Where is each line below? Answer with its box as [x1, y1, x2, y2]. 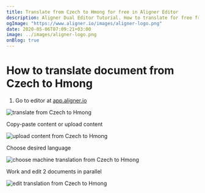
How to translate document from [6, 64, 174, 78]
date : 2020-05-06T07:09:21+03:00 [6, 26, 92, 32]
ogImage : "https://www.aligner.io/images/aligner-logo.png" [6, 20, 163, 26]
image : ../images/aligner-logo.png [6, 32, 97, 38]
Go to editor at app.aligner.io [15, 96, 87, 104]
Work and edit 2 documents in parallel [6, 167, 102, 175]
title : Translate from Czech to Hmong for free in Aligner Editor [6, 9, 179, 15]
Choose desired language [6, 144, 71, 151]
